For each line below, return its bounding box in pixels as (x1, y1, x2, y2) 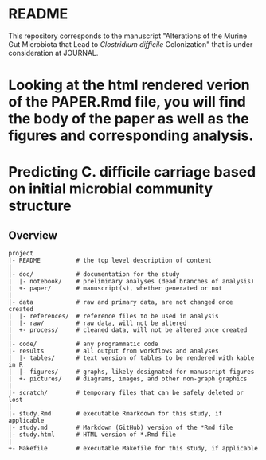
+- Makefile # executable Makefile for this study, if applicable (8, 445, 259, 453)
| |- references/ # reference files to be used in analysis (8, 312, 219, 321)
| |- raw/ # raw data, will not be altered (8, 319, 187, 327)
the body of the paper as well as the (8, 110, 249, 128)
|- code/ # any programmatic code (8, 340, 158, 349)
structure (8, 197, 72, 215)
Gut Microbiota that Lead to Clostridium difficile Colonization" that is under (8, 39, 253, 49)
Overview (8, 228, 58, 242)
